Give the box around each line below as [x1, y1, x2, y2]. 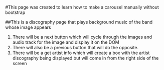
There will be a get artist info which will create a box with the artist [12, 50, 150, 56]
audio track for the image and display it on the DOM [12, 39, 119, 45]
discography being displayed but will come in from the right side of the [12, 55, 159, 61]
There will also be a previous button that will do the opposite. [12, 45, 139, 50]
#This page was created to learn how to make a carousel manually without [5, 4, 159, 10]
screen [12, 61, 27, 66]
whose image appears [5, 24, 51, 30]
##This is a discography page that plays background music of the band [5, 19, 153, 25]
